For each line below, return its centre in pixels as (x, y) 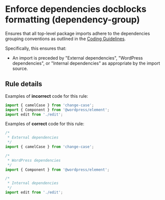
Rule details (24, 84)
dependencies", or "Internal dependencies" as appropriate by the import (86, 63)
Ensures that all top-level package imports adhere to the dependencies (78, 33)
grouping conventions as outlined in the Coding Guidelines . (66, 39)
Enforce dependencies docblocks (76, 9)
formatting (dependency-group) (73, 20)
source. (20, 68)
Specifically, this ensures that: (36, 48)
